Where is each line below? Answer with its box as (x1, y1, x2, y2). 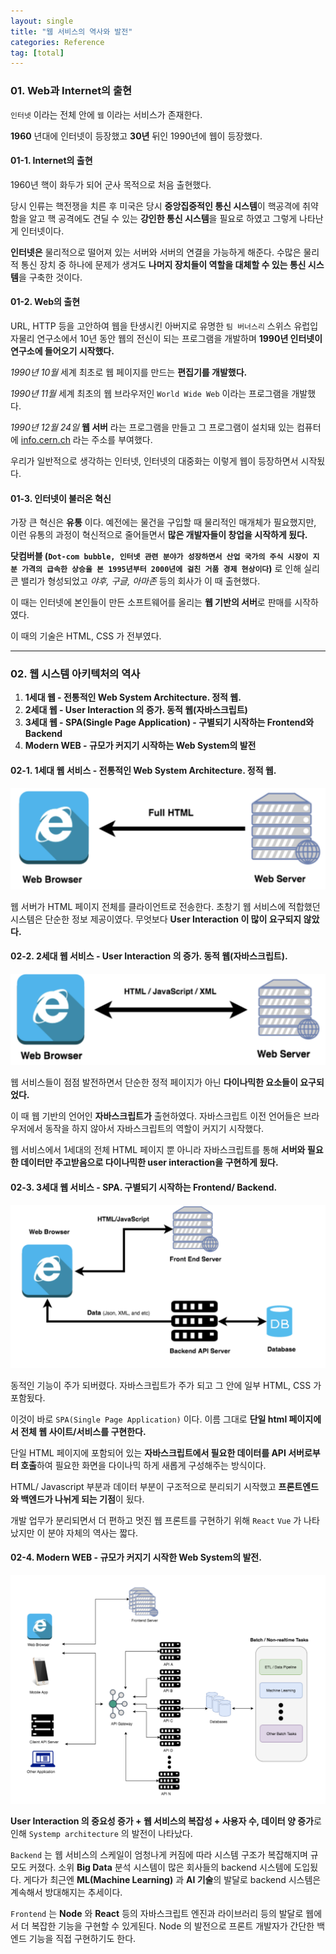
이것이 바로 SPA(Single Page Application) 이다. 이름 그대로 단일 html (10, 1413, 288, 1425)
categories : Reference (10, 37, 105, 47)
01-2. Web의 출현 (10, 296, 81, 308)
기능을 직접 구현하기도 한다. (28, 1933, 137, 1945)
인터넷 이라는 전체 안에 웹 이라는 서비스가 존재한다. (10, 108, 203, 120)
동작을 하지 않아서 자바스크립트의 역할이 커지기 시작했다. (44, 1123, 265, 1135)
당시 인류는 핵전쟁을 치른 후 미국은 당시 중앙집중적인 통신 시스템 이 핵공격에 (10, 200, 301, 212)
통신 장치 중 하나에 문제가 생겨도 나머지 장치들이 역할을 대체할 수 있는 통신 (20, 258, 307, 270)
